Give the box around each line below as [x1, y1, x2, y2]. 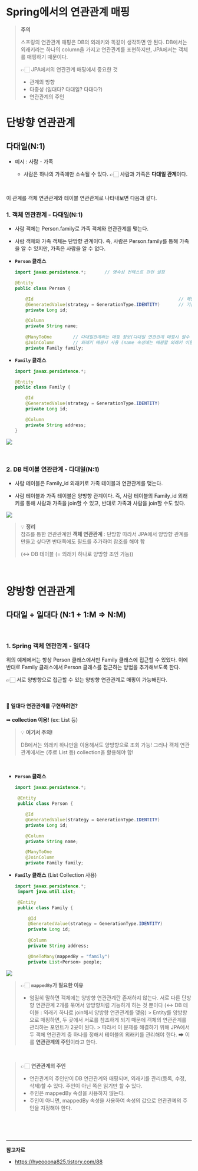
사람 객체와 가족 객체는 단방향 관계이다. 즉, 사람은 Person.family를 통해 [14, 238, 179, 245]
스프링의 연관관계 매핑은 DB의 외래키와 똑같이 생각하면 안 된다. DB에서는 [20, 38, 187, 45]
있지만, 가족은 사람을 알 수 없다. [33, 245, 106, 252]
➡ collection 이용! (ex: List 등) [6, 716, 78, 723]
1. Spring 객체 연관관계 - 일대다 [6, 642, 90, 650]
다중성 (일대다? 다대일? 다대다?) [29, 85, 103, 93]
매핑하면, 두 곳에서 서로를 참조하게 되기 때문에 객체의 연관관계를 [40, 1016, 187, 1023]
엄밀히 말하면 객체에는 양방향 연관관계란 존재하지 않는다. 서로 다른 [29, 994, 181, 1001]
